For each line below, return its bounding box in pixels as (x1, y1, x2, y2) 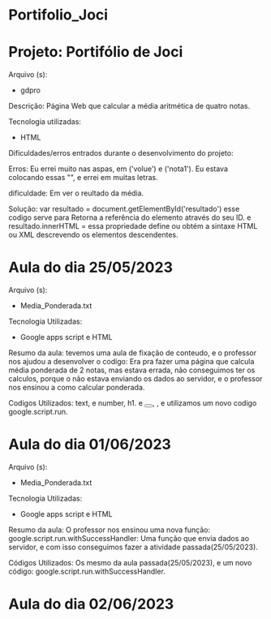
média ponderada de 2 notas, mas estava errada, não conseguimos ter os (8, 365, 256, 375)
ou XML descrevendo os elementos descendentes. (8, 230, 179, 240)
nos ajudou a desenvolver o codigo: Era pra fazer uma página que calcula (8, 357, 255, 367)
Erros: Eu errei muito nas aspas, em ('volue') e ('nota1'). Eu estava (8, 164, 229, 174)
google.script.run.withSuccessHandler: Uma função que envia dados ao (8, 534, 250, 543)
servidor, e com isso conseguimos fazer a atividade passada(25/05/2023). (8, 542, 258, 552)
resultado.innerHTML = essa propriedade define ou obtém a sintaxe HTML (8, 221, 258, 231)
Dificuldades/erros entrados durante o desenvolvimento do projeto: (8, 148, 234, 158)
